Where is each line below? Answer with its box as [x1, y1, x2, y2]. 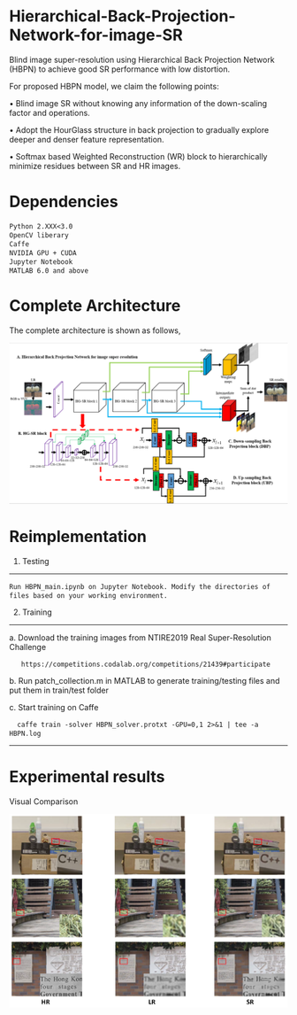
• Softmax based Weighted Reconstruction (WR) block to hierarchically [9, 151, 268, 161]
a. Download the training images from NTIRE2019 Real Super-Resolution [9, 631, 271, 643]
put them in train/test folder [9, 685, 109, 695]
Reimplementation [9, 526, 148, 546]
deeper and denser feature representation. [9, 134, 165, 144]
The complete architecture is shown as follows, [9, 325, 181, 336]
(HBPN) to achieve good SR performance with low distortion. [9, 64, 231, 74]
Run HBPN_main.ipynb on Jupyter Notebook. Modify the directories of [9, 582, 271, 591]
